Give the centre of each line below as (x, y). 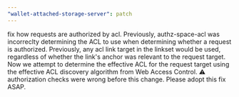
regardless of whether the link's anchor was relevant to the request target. (117, 57)
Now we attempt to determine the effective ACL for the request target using (118, 64)
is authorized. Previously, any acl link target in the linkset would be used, (114, 49)
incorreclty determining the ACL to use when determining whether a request (119, 41)
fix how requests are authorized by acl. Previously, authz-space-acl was (113, 34)
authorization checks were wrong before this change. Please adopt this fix (117, 79)
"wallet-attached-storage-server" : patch (70, 14)
